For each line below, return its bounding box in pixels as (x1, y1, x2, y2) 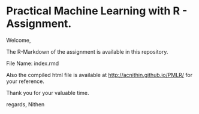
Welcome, (6, 36, 31, 44)
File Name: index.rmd (6, 60, 59, 67)
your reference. (6, 78, 45, 85)
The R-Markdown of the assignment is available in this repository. (6, 48, 168, 55)
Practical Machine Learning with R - (6, 4, 188, 18)
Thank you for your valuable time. (6, 89, 89, 96)
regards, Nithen (6, 100, 45, 108)
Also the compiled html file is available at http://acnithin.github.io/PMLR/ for (6, 71, 193, 78)
